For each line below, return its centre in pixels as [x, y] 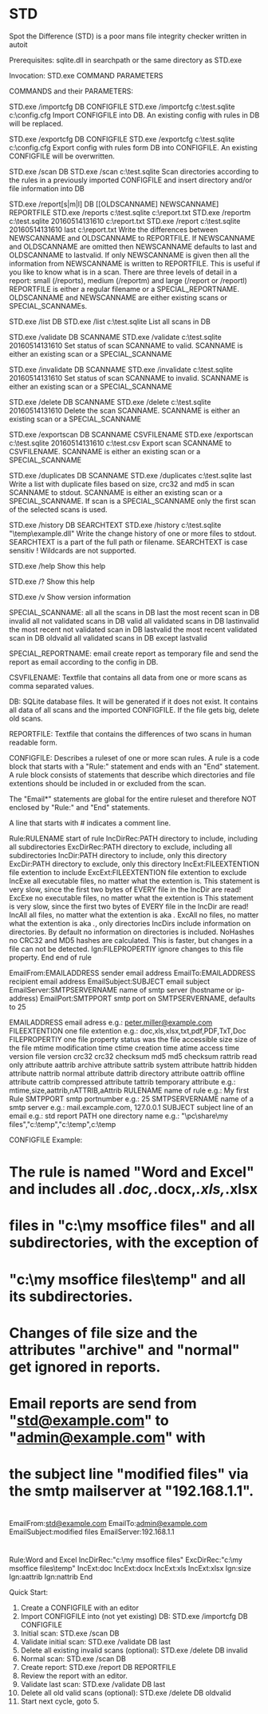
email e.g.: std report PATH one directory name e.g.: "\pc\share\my [118, 1116]
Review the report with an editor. [74, 1676]
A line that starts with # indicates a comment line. [90, 823]
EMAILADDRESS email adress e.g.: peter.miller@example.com [111, 1022]
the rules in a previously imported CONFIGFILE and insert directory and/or [130, 180]
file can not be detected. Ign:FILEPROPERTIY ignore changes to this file [126, 949]
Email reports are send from [103, 1403]
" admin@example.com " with [107, 1437]
